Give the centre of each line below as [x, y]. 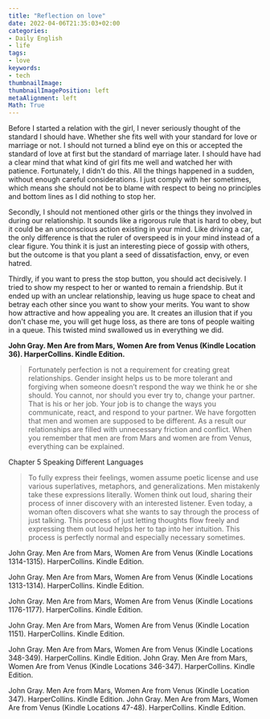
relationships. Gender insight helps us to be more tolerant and [130, 378]
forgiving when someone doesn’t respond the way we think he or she [143, 387]
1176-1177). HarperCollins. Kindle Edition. [76, 610]
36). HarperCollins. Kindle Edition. [67, 354]
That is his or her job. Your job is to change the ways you [122, 404]
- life [19, 46]
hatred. [20, 263]
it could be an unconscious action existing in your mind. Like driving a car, [131, 229]
